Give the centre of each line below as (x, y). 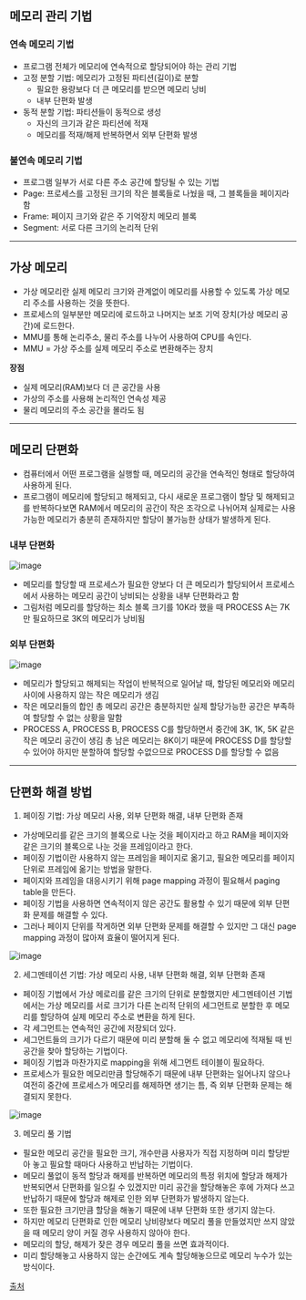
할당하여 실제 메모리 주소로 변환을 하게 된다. (117, 1017)
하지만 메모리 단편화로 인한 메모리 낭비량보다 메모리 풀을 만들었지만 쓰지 (150, 1222)
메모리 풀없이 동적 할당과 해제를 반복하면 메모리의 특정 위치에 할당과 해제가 (155, 1176)
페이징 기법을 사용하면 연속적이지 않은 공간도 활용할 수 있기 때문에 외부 (148, 903)
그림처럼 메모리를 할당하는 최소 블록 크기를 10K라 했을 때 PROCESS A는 (150, 607)
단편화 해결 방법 (51, 792)
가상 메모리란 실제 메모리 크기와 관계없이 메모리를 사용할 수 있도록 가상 (148, 291)
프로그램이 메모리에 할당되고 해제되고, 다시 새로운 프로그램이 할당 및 (143, 496)
